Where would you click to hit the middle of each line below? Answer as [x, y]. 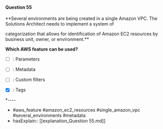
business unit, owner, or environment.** [47, 39]
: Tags [19, 90]
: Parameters [26, 59]
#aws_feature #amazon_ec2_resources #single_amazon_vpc [76, 110]
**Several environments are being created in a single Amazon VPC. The [81, 18]
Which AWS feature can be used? [42, 49]
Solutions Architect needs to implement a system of [60, 24]
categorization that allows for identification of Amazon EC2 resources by [82, 34]
